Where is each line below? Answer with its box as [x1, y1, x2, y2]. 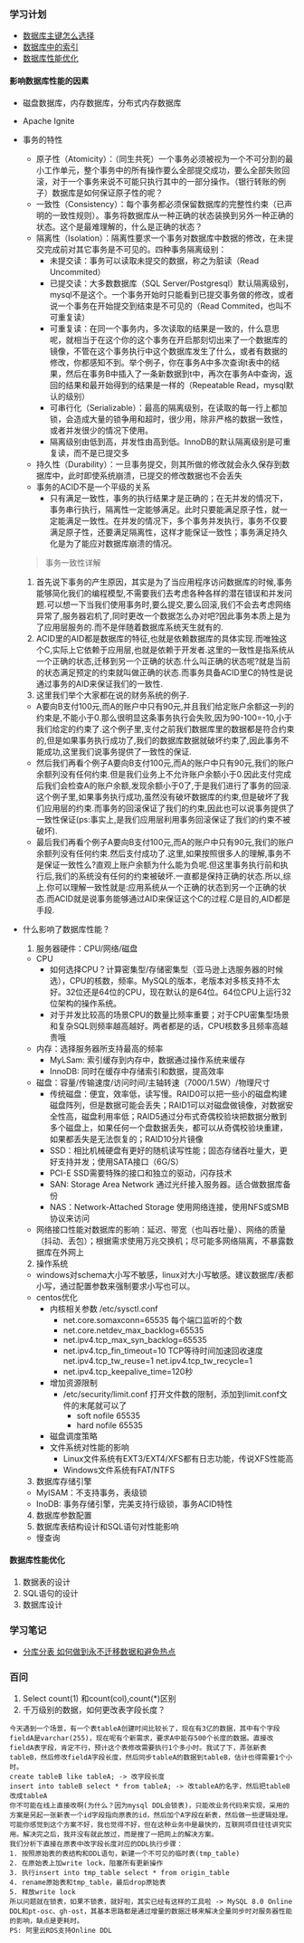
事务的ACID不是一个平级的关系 [35, 481, 151, 492]
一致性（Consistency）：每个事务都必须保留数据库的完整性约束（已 [35, 198, 285, 209]
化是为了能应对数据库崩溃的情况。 [49, 538, 177, 548]
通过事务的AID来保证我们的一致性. [35, 678, 164, 689]
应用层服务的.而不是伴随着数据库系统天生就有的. [43, 622, 223, 633]
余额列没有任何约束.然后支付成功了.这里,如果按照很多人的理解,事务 [35, 848, 283, 859]
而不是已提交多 [73, 447, 129, 458]
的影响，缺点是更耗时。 [9, 1917, 84, 1926]
